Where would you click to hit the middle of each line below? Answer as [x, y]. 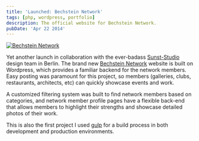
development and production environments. [60, 131]
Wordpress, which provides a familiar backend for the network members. [97, 70]
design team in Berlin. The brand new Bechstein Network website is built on [100, 64]
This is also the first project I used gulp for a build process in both [87, 125]
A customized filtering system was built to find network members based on [99, 94]
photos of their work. [32, 113]
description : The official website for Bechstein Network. [82, 23]
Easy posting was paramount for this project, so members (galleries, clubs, [99, 76]
